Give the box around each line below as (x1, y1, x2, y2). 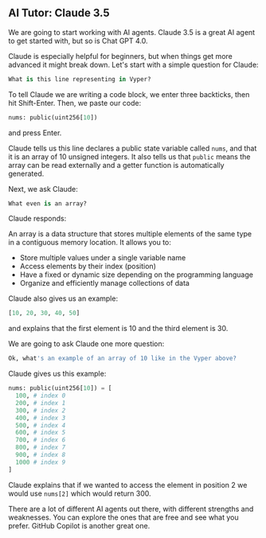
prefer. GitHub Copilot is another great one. (8, 520, 151, 530)
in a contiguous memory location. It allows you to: (8, 238, 171, 248)
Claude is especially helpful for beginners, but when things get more (8, 51, 233, 60)
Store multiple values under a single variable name (19, 253, 186, 263)
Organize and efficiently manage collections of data (19, 279, 190, 288)
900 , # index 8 (15, 451, 66, 459)
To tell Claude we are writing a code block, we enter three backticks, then (8, 89, 250, 99)
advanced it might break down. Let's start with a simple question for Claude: (8, 60, 259, 69)
